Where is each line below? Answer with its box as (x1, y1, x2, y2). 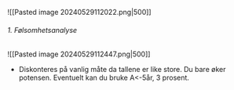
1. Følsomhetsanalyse (7, 25, 78, 34)
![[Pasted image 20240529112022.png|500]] (7, 8, 152, 16)
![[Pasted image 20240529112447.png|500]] (7, 49, 151, 59)
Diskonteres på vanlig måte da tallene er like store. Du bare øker (18, 65, 226, 74)
